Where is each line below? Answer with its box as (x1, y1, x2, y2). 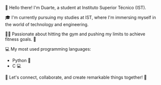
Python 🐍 (12, 57, 31, 63)
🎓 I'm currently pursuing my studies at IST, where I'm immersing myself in (5, 15, 156, 20)
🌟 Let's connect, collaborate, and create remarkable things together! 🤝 (5, 74, 147, 80)
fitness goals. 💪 (5, 36, 37, 42)
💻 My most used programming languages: (5, 46, 92, 52)
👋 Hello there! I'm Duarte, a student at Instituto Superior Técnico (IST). (5, 5, 146, 10)
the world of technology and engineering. (5, 22, 89, 27)
